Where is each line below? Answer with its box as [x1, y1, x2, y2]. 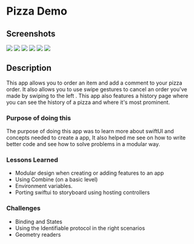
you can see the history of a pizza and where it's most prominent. [6, 99, 170, 106]
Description [6, 63, 52, 74]
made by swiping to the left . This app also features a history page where [6, 92, 189, 99]
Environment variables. [15, 183, 73, 190]
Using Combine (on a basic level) [15, 176, 98, 183]
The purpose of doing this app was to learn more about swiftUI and [6, 128, 174, 135]
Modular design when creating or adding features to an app [15, 169, 164, 177]
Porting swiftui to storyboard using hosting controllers [15, 189, 150, 196]
